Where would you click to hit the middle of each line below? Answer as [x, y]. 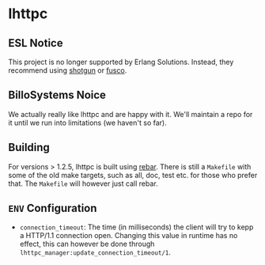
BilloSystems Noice [57, 95]
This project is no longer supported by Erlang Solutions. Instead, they [121, 62]
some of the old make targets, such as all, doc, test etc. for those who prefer [133, 175]
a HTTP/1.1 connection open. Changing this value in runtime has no [129, 236]
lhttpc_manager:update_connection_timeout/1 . [95, 252]
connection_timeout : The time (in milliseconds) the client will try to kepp [136, 227]
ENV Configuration [53, 208]
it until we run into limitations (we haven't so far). [88, 123]
